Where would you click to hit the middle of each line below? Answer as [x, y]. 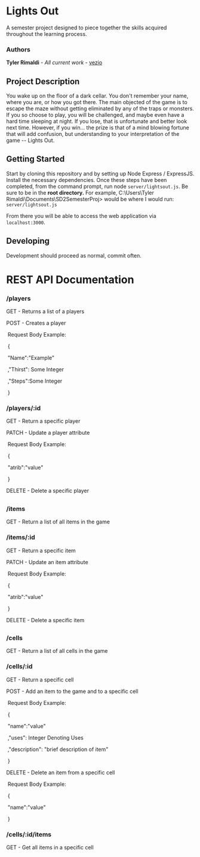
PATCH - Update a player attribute [48, 433]
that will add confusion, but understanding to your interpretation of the [93, 134]
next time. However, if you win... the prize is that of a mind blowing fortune [98, 128]
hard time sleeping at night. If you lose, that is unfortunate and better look [97, 122]
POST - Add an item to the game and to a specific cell [72, 691]
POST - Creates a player [36, 323]
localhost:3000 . [26, 222]
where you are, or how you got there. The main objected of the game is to [97, 102]
